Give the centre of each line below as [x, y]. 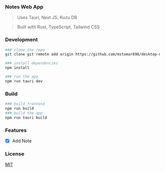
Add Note [22, 141]
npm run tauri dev [24, 81]
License [15, 154]
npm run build [20, 109]
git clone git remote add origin [39, 54]
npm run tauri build [26, 118]
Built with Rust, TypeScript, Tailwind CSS [58, 27]
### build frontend [25, 104]
